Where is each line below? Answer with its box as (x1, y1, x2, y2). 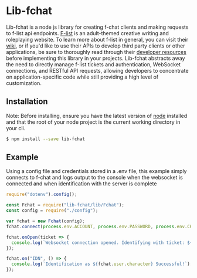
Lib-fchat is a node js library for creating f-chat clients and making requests (6, 23, 189, 30)
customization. (6, 79, 42, 86)
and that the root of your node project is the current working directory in (6, 118, 181, 126)
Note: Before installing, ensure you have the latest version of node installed (6, 112, 188, 119)
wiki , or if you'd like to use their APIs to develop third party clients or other (6, 42, 185, 49)
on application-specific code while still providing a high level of (6, 73, 159, 80)
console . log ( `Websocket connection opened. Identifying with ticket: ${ (11, 239, 193, 246)
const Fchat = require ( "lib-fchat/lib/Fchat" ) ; (6, 202, 125, 208)
